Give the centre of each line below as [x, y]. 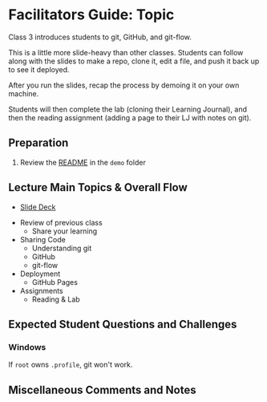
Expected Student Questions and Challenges [123, 324]
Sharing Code [42, 239]
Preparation [38, 143]
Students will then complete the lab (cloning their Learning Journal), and [127, 109]
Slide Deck [38, 207]
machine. [24, 93]
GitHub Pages [55, 282]
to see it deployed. [39, 69]
